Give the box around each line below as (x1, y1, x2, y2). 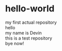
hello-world (5, 3, 55, 14)
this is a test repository (5, 35, 52, 41)
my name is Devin (5, 30, 42, 36)
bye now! (5, 40, 24, 46)
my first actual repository (5, 19, 57, 25)
